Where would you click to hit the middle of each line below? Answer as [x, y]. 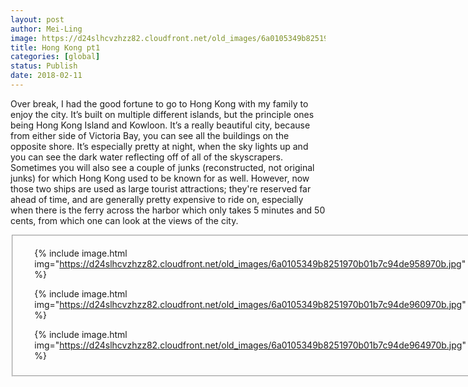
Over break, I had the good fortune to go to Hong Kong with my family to [159, 103]
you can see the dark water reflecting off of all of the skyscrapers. [146, 157]
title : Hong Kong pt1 [55, 47]
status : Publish [44, 66]
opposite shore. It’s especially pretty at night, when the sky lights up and [159, 146]
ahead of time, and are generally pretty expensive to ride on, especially [157, 199]
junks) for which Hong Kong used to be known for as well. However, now [160, 178]
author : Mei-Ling [46, 29]
